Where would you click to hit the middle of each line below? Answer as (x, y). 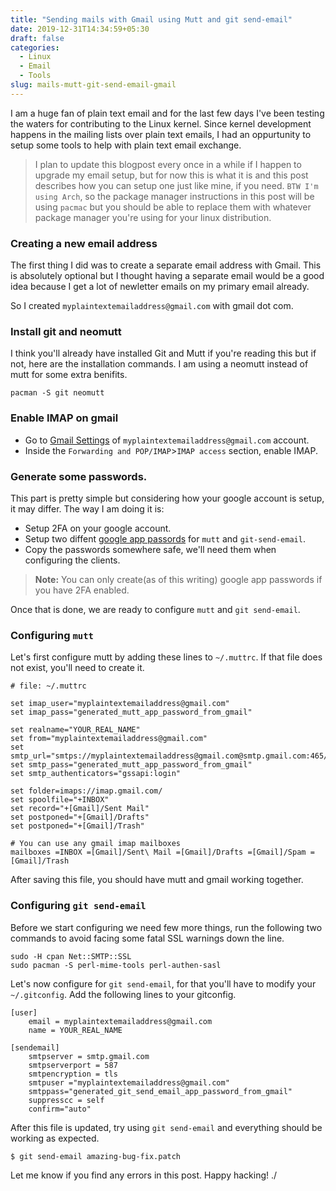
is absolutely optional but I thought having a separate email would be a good (167, 276)
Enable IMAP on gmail (64, 418)
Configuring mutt (52, 635)
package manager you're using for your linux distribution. (153, 217)
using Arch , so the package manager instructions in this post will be (174, 196)
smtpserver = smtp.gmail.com (89, 1056)
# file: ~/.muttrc (48, 686)
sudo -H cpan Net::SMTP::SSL (71, 956)
